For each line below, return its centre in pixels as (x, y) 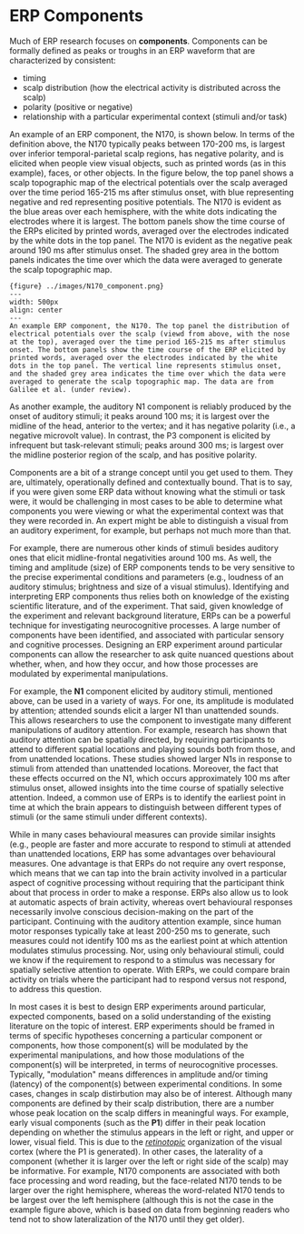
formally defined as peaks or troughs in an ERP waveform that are (132, 50)
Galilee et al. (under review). (70, 389)
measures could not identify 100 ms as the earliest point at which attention (149, 940)
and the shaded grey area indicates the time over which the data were (147, 374)
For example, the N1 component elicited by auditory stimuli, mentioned (141, 691)
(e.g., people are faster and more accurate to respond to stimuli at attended (150, 844)
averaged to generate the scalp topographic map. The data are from (142, 381)
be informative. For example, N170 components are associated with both (145, 1170)
